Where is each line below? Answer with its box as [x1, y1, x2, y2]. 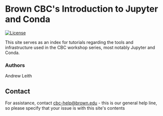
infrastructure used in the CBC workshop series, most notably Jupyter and [5, 44, 155, 50]
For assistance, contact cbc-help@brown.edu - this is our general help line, [5, 100, 158, 106]
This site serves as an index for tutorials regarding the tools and [5, 39, 134, 45]
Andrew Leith [5, 73, 32, 79]
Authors [5, 62, 25, 69]
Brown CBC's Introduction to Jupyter [5, 3, 158, 15]
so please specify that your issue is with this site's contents [5, 105, 125, 111]
